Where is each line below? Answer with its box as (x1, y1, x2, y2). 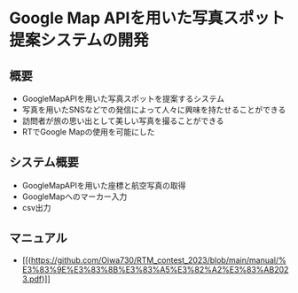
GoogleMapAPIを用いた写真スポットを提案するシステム (21, 94, 224, 104)
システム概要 (9, 155, 80, 170)
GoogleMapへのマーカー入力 (21, 191, 128, 202)
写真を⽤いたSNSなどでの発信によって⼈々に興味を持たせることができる (21, 104, 286, 115)
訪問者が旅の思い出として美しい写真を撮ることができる (21, 116, 224, 126)
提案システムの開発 (9, 30, 149, 50)
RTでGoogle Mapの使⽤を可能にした (21, 127, 155, 137)
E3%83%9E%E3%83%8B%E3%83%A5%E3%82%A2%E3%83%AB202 (21, 264, 289, 274)
